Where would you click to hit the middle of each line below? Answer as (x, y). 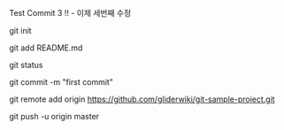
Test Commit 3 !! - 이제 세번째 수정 (70, 13)
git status (26, 65)
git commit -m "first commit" (61, 82)
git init (21, 31)
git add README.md (46, 48)
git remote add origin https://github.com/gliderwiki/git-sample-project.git (142, 99)
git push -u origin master (54, 116)
